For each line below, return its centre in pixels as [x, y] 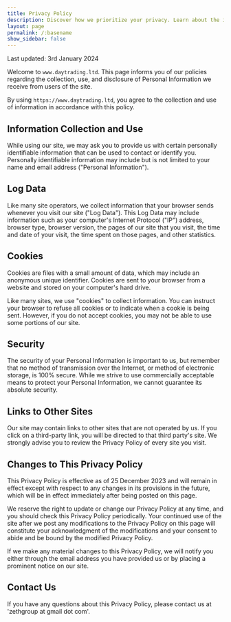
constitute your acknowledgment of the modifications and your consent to [112, 531]
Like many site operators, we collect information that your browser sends [111, 205]
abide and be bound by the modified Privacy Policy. [80, 538]
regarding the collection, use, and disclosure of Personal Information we [109, 79]
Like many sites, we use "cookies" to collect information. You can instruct [111, 300]
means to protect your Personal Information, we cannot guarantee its [105, 383]
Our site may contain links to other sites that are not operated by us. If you [112, 428]
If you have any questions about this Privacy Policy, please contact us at [109, 604]
